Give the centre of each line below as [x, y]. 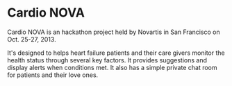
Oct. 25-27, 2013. [32, 39]
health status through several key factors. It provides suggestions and [107, 60]
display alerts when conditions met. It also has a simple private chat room [112, 67]
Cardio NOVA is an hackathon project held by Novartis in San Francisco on [114, 32]
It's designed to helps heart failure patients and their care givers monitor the [116, 53]
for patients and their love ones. [53, 75]
